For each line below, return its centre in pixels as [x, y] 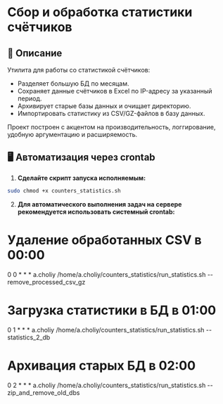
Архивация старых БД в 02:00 [101, 365]
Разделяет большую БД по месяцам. [73, 84]
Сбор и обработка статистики [100, 12]
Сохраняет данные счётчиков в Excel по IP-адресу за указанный [115, 91]
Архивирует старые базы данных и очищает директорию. [104, 106]
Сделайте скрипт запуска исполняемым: [82, 178]
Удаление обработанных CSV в [104, 240]
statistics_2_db [29, 337]
